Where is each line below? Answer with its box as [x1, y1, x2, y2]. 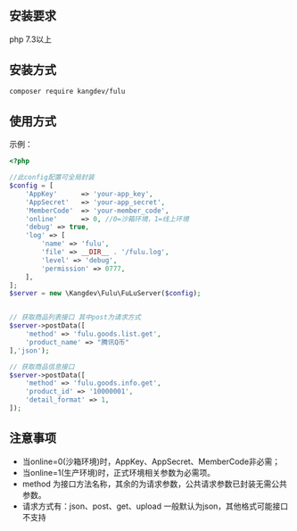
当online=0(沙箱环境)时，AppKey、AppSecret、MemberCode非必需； [21, 456, 281, 467]
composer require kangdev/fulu [9, 87, 126, 95]
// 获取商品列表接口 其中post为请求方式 [9, 313, 141, 322]
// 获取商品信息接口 [9, 362, 75, 371]
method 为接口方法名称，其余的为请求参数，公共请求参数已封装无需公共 [21, 478, 287, 489]
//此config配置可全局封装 [9, 173, 95, 182]
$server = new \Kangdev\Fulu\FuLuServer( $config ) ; [9, 289, 202, 298]
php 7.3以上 [9, 34, 52, 45]
